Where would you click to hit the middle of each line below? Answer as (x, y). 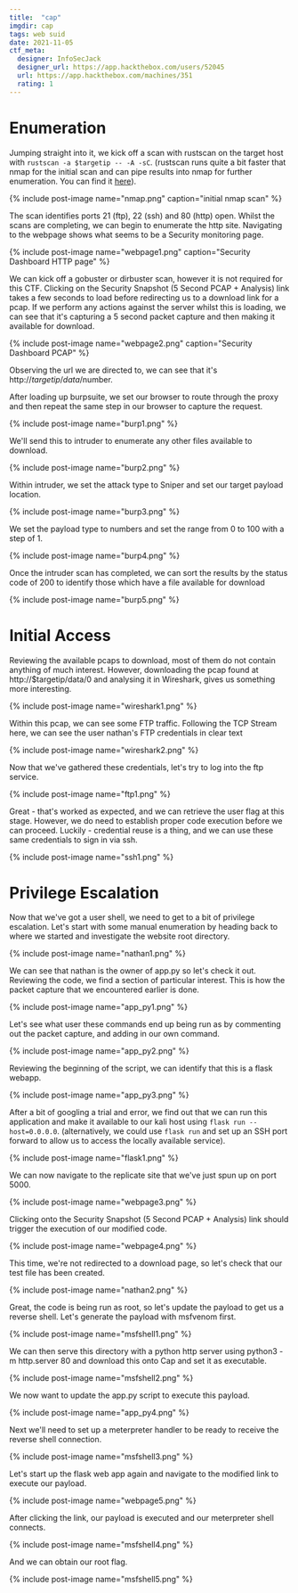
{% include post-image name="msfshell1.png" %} (101, 1334)
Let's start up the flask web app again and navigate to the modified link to (144, 1474)
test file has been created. (57, 1273)
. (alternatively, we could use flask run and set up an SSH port (172, 1131)
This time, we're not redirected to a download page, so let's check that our (146, 1263)
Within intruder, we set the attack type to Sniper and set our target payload (146, 484)
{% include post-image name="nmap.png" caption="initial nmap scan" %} (146, 198)
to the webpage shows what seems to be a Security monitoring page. (137, 234)
